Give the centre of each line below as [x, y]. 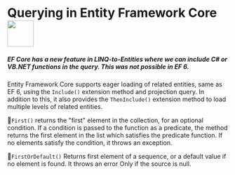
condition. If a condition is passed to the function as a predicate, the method [117, 128]
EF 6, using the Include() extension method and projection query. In [106, 92]
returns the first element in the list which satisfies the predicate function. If [115, 136]
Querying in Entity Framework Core [112, 13]
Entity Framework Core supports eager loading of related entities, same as [115, 84]
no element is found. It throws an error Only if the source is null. [99, 164]
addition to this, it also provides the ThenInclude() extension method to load [117, 99]
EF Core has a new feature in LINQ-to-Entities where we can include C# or [117, 59]
